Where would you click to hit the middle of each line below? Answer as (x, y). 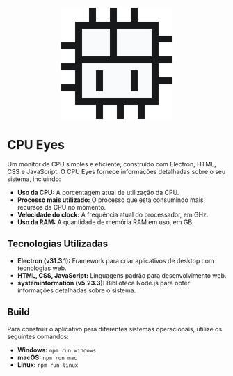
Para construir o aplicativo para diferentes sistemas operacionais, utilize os (115, 329)
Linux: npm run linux (48, 365)
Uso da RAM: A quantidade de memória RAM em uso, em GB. (106, 222)
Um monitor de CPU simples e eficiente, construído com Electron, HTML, (112, 164)
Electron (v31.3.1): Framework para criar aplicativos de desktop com (115, 260)
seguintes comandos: (38, 336)
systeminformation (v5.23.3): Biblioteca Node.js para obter (103, 283)
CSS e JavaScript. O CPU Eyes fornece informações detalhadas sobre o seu (116, 171)
